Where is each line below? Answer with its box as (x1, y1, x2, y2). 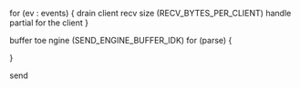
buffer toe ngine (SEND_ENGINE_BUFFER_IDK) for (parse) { (9, 35, 233, 45)
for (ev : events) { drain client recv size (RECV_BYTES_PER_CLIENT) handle (9, 8, 292, 18)
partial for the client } (9, 17, 89, 28)
